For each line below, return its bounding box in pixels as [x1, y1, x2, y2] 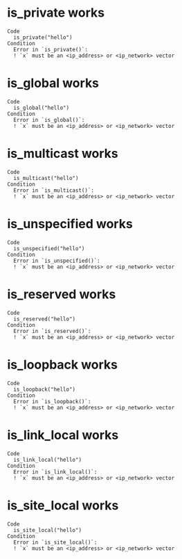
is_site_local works [7, 497, 119, 513]
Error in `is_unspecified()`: [13, 257, 100, 264]
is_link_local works [7, 427, 119, 443]
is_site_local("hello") [13, 526, 82, 533]
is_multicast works [7, 146, 119, 161]
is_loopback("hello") [13, 386, 76, 393]
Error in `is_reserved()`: [13, 327, 91, 334]
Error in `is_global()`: [13, 116, 85, 123]
